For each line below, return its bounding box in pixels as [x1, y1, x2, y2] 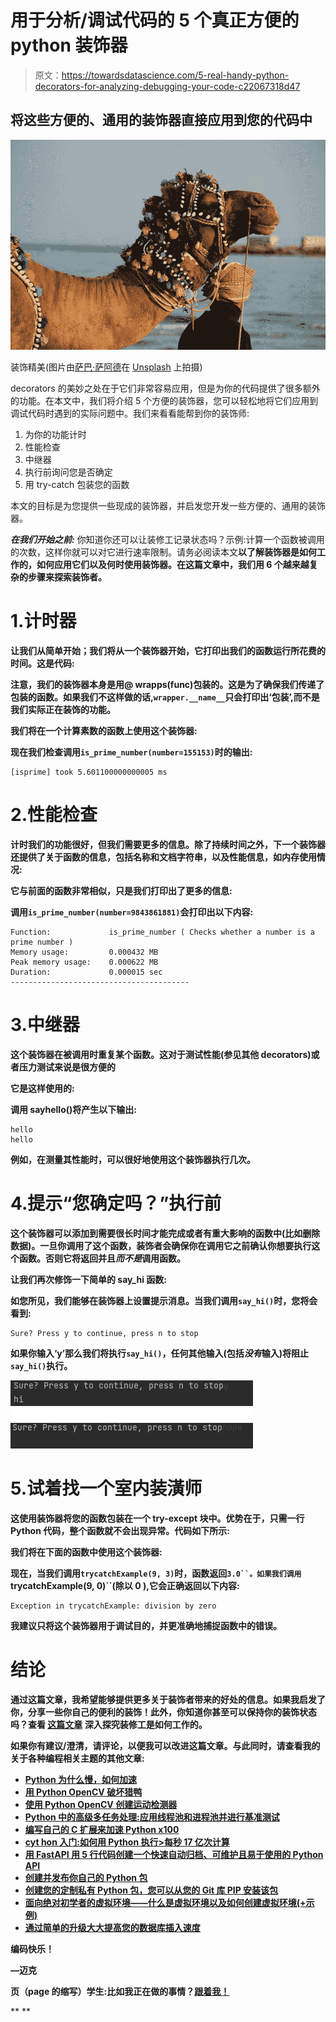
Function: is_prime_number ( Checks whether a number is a [10, 927, 315, 937]
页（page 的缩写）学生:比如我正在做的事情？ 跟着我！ [10, 1985, 230, 1997]
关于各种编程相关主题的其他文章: [10, 1752, 145, 1764]
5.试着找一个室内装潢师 [10, 1477, 203, 1500]
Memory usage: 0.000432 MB [10, 947, 159, 957]
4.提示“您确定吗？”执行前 [10, 1192, 222, 1215]
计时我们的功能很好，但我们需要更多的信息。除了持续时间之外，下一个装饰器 [10, 838, 326, 850]
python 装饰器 [10, 34, 128, 57]
